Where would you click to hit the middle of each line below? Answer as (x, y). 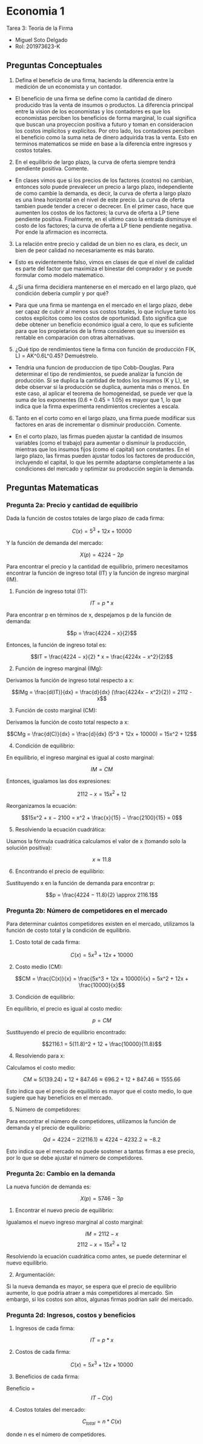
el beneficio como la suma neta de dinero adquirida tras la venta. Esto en (106, 137)
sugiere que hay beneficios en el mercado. (60, 1098)
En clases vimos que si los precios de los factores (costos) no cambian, (104, 180)
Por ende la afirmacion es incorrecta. (61, 232)
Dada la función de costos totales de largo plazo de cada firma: (85, 518)
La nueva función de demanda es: (49, 1186)
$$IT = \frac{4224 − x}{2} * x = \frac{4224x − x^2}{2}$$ (102, 657)
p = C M (102, 1020)
